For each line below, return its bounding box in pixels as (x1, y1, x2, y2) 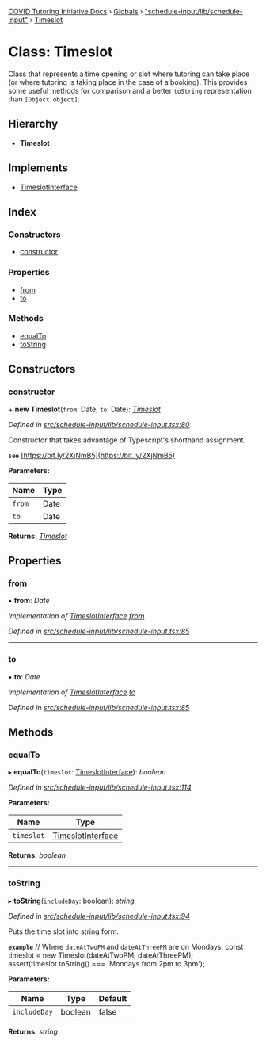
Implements (8, 162, 69, 175)
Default (98, 992, 127, 1004)
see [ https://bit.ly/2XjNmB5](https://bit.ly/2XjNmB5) (8, 450, 176, 460)
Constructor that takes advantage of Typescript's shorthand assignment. (8, 435, 246, 445)
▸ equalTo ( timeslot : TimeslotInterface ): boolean (8, 767, 166, 777)
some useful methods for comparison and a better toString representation (8, 86, 252, 95)
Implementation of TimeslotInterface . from (8, 611, 145, 621)
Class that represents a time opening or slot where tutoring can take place (8, 69, 250, 78)
